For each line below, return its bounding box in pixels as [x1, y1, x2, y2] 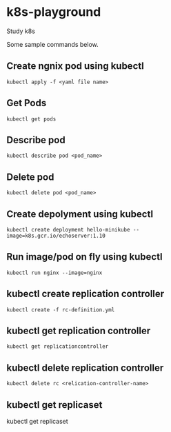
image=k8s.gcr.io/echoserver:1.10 [6, 232, 106, 239]
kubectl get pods [6, 115, 57, 123]
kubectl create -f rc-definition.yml [6, 306, 115, 313]
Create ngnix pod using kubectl [6, 60, 144, 72]
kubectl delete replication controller [6, 362, 164, 373]
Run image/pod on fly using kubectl [6, 251, 163, 263]
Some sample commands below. [6, 40, 99, 48]
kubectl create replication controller [6, 288, 165, 300]
